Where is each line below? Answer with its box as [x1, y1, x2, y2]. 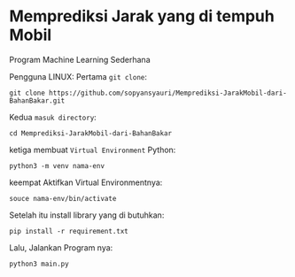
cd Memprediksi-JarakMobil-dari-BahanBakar [9, 128, 173, 138]
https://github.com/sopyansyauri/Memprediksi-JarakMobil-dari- [48, 88, 288, 97]
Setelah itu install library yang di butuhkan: [9, 210, 165, 220]
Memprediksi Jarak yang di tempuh [9, 6, 275, 27]
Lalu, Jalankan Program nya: [9, 242, 113, 253]
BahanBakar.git [9, 96, 66, 105]
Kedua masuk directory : [9, 112, 97, 122]
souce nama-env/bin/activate [9, 194, 117, 203]
